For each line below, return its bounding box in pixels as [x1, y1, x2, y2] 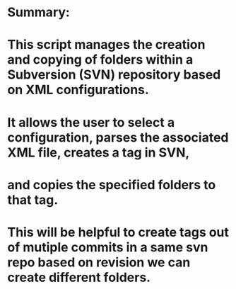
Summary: [7, 4, 71, 21]
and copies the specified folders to [7, 176, 216, 193]
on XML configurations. [7, 82, 150, 98]
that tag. [7, 192, 59, 208]
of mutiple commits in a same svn [7, 239, 208, 255]
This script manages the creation [7, 37, 206, 53]
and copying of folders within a [7, 52, 194, 68]
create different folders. [7, 269, 151, 285]
